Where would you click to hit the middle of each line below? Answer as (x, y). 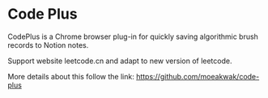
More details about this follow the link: (71, 76)
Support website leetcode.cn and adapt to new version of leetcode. (120, 61)
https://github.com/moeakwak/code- (198, 76)
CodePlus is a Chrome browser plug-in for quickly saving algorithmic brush (133, 36)
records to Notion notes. (48, 45)
